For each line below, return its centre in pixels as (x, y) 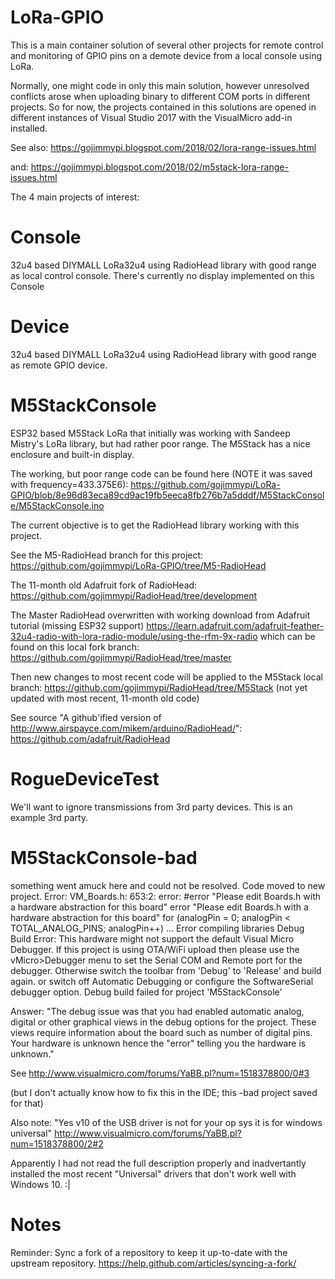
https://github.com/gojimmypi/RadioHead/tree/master (121, 657)
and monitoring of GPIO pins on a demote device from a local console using (166, 55)
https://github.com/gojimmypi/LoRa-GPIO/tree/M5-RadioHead (138, 565)
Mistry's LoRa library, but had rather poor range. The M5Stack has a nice (160, 443)
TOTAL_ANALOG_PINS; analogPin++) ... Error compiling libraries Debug (157, 928)
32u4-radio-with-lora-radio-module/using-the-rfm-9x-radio (134, 636)
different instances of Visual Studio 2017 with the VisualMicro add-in (151, 117)
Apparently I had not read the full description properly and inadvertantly (158, 1163)
